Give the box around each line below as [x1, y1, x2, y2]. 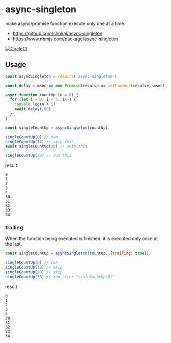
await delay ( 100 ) [14, 107, 51, 112]
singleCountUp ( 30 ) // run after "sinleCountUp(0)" [5, 274, 115, 279]
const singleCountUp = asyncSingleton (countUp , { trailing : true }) [5, 251, 149, 256]
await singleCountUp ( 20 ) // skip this [5, 144, 88, 149]
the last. [5, 241, 22, 247]
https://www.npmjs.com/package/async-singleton [12, 36, 119, 42]
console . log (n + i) [14, 102, 56, 107]
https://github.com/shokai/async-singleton [12, 30, 103, 36]
